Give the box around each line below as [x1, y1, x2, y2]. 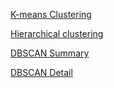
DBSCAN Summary [10, 47, 90, 59]
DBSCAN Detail [10, 67, 73, 78]
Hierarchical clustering [10, 28, 104, 39]
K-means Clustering [10, 9, 92, 20]
